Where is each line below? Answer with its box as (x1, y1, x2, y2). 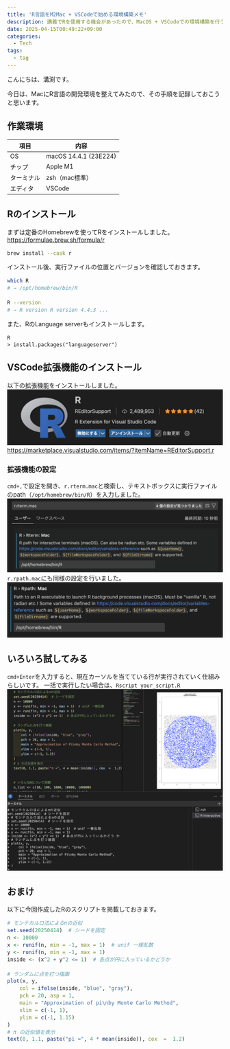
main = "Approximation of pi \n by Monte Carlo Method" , (19, 1000, 179, 1006)
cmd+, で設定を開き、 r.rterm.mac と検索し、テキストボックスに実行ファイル (7, 482, 218, 490)
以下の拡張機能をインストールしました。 (7, 381, 121, 390)
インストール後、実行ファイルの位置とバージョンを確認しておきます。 (7, 263, 204, 271)
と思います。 (7, 98, 43, 106)
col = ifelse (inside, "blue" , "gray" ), (19, 985, 133, 992)
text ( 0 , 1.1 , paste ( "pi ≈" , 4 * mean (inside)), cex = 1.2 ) (7, 1036, 186, 1043)
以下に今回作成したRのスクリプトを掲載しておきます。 (7, 905, 160, 914)
